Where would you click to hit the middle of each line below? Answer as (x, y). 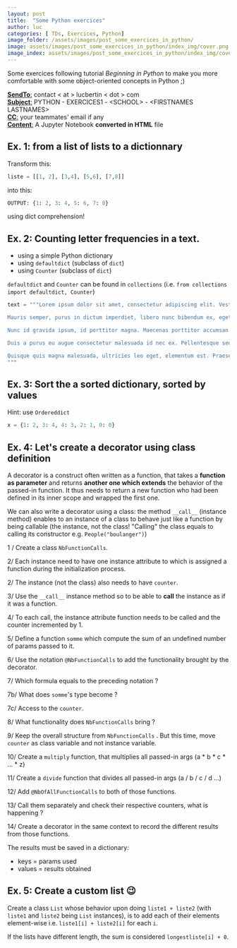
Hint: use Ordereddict (39, 412)
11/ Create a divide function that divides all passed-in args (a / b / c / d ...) (115, 778)
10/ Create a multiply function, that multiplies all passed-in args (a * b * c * (116, 757)
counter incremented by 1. (45, 625)
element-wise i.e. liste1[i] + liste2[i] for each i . (83, 923)
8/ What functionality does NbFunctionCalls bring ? (81, 722)
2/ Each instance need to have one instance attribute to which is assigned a (117, 561)
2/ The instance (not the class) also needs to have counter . (93, 582)
